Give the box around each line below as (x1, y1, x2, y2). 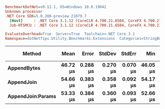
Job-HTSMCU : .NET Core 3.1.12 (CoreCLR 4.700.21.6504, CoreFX (9, 23, 141, 27)
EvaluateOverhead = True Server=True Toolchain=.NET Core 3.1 (5, 31, 135, 37)
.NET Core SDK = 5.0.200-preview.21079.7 (5, 13, 87, 19)
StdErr (121, 50, 137, 57)
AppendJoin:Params (7, 93, 56, 100)
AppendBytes (7, 65, 41, 72)
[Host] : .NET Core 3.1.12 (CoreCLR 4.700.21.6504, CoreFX (9, 18, 141, 23)
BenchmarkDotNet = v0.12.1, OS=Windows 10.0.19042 (5, 4, 107, 9)
